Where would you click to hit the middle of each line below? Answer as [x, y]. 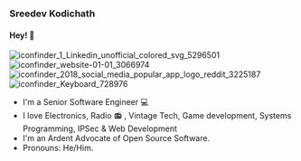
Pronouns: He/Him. [58, 148]
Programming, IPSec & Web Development [100, 128]
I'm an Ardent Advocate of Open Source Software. [116, 138]
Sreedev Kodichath [52, 14]
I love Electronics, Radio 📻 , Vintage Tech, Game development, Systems [157, 116]
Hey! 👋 [22, 35]
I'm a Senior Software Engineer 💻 [85, 102]
